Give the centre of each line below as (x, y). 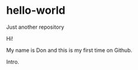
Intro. (13, 62)
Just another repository (35, 27)
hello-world (36, 10)
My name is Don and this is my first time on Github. (69, 50)
